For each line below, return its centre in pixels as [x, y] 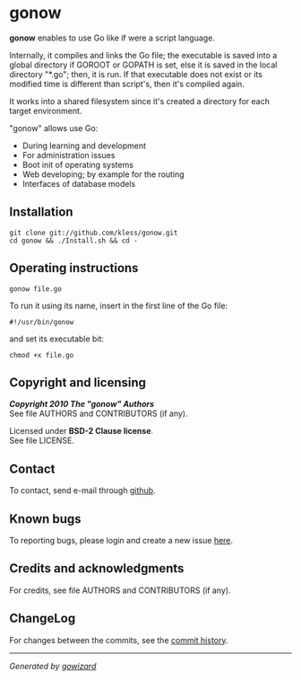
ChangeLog [43, 618]
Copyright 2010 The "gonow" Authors [82, 404]
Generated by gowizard [53, 666]
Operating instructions [74, 268]
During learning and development [84, 146]
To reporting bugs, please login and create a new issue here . [121, 540]
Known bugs [46, 519]
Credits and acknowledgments [97, 569]
